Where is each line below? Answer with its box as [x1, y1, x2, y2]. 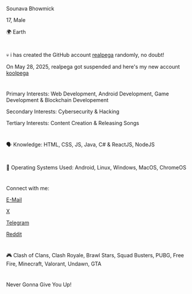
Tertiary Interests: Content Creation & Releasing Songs [6, 120, 139, 127]
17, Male [6, 17, 25, 23]
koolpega [6, 69, 29, 76]
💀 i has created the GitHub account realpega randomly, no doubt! [6, 52, 165, 59]
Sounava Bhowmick [6, 5, 55, 12]
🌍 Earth [6, 28, 26, 35]
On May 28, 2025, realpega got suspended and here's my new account [6, 63, 180, 71]
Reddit [6, 231, 23, 238]
